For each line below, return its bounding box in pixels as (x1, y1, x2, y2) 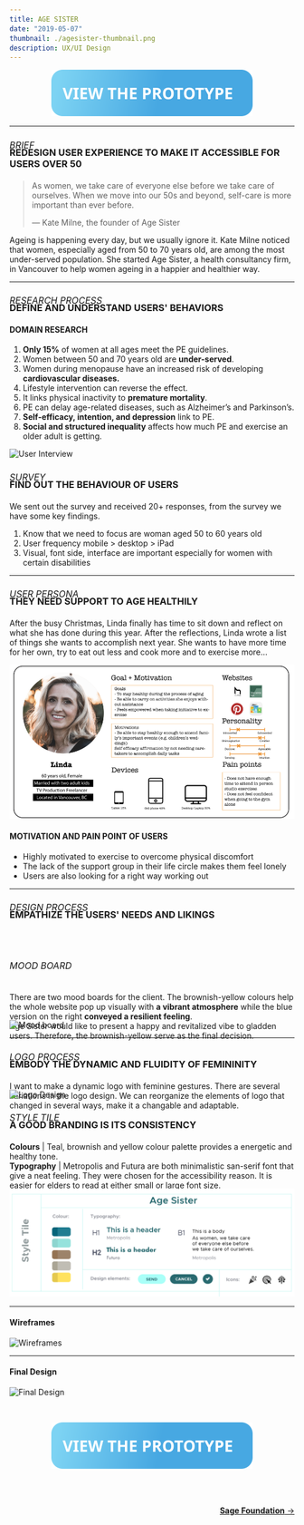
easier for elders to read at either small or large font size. (9, 1180, 222, 1191)
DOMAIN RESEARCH (9, 324, 89, 335)
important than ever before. (31, 199, 135, 210)
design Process (9, 901, 89, 914)
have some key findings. (9, 510, 100, 521)
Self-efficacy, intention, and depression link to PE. (22, 412, 215, 423)
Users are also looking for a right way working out (22, 870, 209, 881)
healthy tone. (9, 1151, 59, 1162)
